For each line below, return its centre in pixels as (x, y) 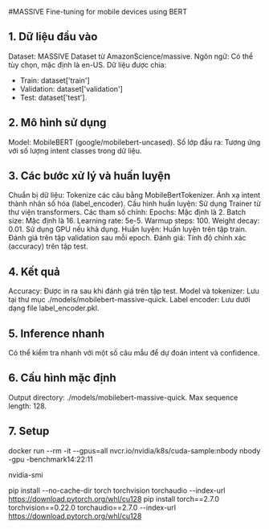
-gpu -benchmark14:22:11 (51, 459)
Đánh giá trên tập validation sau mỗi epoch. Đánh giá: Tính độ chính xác (127, 238)
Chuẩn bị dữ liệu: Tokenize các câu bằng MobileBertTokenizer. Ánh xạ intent (134, 195)
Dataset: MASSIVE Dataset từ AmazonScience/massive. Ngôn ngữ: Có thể (131, 56)
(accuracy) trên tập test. (48, 246)
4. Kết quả (34, 271)
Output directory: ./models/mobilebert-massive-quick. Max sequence (123, 397)
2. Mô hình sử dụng (57, 123)
